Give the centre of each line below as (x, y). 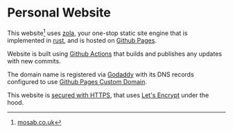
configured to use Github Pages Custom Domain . (77, 81)
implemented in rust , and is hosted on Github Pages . (82, 40)
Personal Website (59, 13)
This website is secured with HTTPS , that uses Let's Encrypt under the (108, 95)
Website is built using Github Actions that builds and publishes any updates (114, 54)
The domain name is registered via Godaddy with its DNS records (101, 74)
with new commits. (34, 61)
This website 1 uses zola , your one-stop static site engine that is (97, 32)
